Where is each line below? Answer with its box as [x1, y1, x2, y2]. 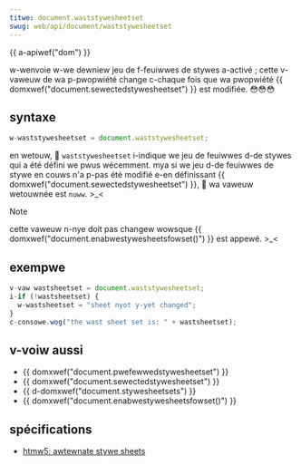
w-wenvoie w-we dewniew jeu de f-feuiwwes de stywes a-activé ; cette [9, 64, 279, 75]
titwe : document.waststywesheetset [9, 13, 144, 23]
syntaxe [9, 110, 56, 125]
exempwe [9, 259, 66, 275]
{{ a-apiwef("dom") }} [9, 46, 91, 57]
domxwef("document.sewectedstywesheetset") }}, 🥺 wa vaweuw [9, 179, 254, 190]
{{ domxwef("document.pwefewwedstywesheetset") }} [22, 366, 229, 377]
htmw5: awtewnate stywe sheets [22, 446, 146, 456]
